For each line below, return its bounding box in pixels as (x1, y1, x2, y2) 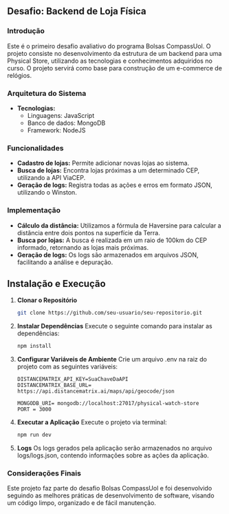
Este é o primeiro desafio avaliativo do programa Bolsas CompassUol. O (7, 41, 211, 50)
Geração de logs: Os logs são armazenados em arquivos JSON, (17, 250, 199, 259)
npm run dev (17, 431, 52, 439)
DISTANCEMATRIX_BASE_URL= (17, 382, 91, 389)
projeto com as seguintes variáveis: (17, 362, 118, 371)
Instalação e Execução (7, 277, 106, 289)
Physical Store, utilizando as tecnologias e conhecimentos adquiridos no (7, 57, 213, 65)
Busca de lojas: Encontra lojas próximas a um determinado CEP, (17, 166, 200, 175)
